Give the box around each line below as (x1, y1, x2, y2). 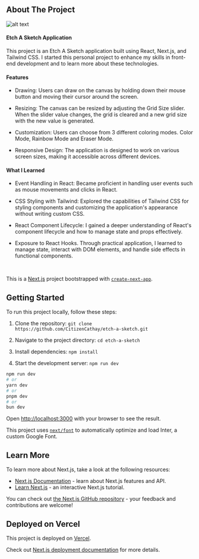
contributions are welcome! (6, 502, 73, 509)
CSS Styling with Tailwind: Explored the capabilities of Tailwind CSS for (14, 197, 189, 205)
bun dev (6, 404, 26, 410)
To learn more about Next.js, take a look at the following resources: (6, 466, 170, 473)
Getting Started (6, 293, 65, 303)
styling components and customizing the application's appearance (14, 204, 178, 211)
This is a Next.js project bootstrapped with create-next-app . (6, 275, 153, 282)
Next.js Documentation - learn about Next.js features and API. (14, 478, 166, 485)
